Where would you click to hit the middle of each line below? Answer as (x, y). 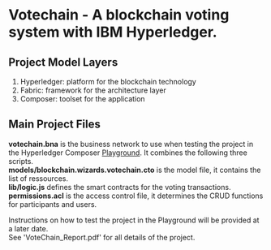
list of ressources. (39, 178)
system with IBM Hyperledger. (113, 32)
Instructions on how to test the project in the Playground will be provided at (134, 220)
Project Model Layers (63, 62)
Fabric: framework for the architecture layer (93, 90)
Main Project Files (55, 125)
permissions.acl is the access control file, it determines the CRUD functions (136, 196)
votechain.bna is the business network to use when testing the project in (131, 144)
